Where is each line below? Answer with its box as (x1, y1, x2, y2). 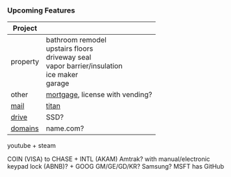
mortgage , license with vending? (46, 90, 152, 99)
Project (13, 24, 38, 33)
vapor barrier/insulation (46, 61, 123, 71)
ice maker (46, 70, 79, 80)
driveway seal (46, 53, 92, 62)
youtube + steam (7, 142, 56, 150)
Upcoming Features (7, 6, 75, 15)
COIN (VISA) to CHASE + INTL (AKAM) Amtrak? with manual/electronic (7, 155, 211, 163)
